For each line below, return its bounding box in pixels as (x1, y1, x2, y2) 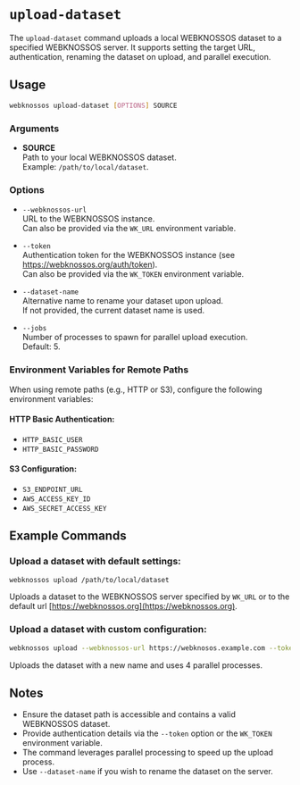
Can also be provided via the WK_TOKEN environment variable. (21, 269, 245, 280)
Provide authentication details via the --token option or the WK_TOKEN (21, 728, 272, 739)
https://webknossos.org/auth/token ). (21, 259, 158, 270)
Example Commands (9, 529, 127, 544)
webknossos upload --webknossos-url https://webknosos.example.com (9, 643, 266, 653)
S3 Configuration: (9, 463, 78, 474)
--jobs (21, 324, 47, 333)
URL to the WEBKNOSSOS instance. (21, 213, 155, 224)
